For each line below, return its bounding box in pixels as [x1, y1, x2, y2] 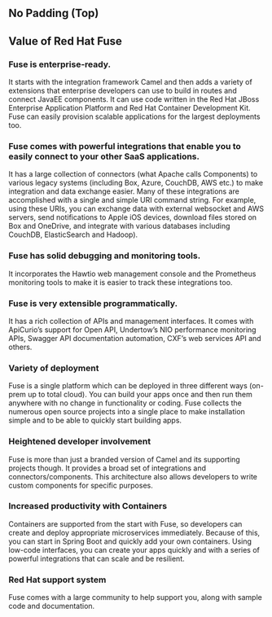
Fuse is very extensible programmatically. [8, 297, 178, 308]
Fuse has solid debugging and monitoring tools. [8, 250, 201, 261]
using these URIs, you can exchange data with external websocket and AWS [8, 203, 265, 214]
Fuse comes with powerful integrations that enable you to [8, 141, 242, 151]
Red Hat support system [8, 574, 107, 585]
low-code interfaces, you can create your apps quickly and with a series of [8, 545, 261, 554]
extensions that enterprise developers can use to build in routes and [8, 85, 238, 96]
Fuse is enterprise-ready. [8, 59, 112, 70]
